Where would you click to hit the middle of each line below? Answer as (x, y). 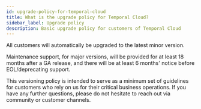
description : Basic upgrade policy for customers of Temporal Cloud (94, 28)
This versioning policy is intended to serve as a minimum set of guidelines (97, 81)
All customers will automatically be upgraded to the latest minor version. (95, 45)
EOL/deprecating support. (38, 70)
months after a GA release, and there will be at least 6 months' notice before (100, 63)
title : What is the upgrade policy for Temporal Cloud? (77, 17)
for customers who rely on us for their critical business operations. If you (96, 88)
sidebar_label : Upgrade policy (45, 23)
